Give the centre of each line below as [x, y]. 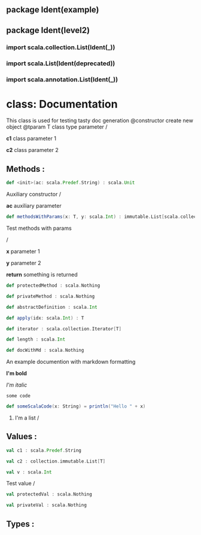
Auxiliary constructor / [34, 194]
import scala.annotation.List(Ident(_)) [62, 79]
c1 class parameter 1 [31, 139]
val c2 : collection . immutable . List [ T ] [56, 461]
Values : [22, 437]
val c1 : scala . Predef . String [44, 450]
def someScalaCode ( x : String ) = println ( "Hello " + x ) [76, 406]
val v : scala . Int [29, 472]
